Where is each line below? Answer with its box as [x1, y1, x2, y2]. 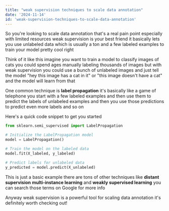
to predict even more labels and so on [5, 104, 84, 110]
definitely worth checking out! [5, 200, 68, 206]
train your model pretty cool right [5, 46, 74, 53]
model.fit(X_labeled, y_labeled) [5, 151, 76, 156]
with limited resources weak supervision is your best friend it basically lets [5, 36, 160, 42]
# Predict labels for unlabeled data [5, 160, 85, 165]
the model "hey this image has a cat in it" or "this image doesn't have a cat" [5, 73, 162, 79]
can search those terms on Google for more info [5, 185, 105, 191]
